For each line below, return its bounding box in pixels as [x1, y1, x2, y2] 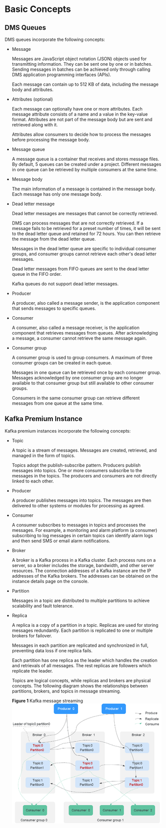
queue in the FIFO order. [11, 271, 62, 277]
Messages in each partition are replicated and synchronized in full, [11, 642, 149, 648]
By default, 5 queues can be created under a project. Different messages [11, 161, 162, 167]
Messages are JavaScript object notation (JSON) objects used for [11, 56, 147, 62]
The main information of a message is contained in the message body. [11, 186, 156, 192]
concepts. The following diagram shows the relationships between [11, 683, 148, 689]
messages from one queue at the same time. [11, 400, 104, 406]
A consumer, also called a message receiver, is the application [11, 325, 140, 331]
